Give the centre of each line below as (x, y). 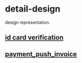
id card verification (34, 38)
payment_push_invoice (41, 54)
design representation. (28, 22)
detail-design (33, 9)
